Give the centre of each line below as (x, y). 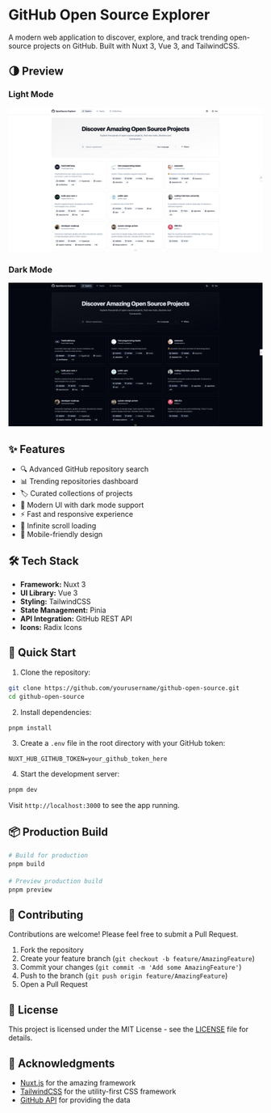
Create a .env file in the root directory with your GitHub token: (123, 743)
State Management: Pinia (63, 610)
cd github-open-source (46, 696)
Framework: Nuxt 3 (53, 585)
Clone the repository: (55, 672)
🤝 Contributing (46, 914)
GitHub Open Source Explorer (109, 15)
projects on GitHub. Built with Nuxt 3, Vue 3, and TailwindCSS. (137, 45)
